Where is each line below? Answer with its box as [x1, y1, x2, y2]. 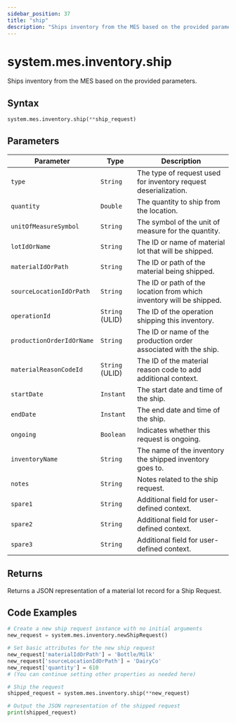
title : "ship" [7, 17, 49, 24]
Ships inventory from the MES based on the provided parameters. [7, 77, 197, 85]
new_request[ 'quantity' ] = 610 [7, 664, 99, 671]
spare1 [11, 500, 33, 508]
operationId [11, 312, 51, 320]
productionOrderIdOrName [11, 337, 94, 344]
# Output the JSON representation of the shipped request [7, 703, 181, 710]
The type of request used [136, 168, 221, 178]
